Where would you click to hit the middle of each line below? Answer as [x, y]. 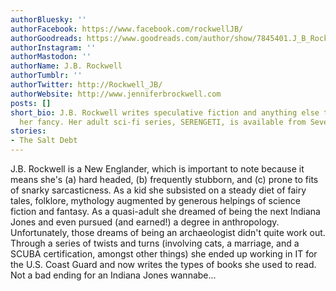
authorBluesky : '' [48, 19]
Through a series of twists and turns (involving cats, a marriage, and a [155, 243]
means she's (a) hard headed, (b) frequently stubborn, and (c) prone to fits [164, 179]
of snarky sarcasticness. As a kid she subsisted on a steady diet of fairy [158, 190]
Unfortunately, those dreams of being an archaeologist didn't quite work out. [168, 232]
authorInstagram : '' [53, 47]
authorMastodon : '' [51, 57]
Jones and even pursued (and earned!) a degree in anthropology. [145, 222]
